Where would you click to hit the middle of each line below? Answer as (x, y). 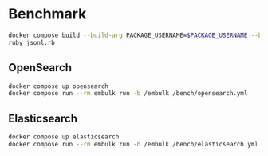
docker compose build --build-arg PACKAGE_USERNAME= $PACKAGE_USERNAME (128, 35)
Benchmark (47, 14)
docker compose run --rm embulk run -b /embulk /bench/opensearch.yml (128, 94)
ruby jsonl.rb (32, 42)
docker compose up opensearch (59, 86)
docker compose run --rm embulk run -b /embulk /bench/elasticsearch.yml (134, 144)
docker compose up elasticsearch (64, 137)
